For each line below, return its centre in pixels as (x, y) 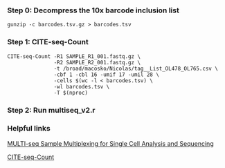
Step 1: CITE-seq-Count (48, 42)
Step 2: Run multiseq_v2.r (51, 110)
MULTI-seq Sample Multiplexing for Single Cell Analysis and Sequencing (110, 143)
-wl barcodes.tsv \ (82, 86)
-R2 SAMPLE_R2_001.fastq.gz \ (97, 62)
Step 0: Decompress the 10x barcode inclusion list (93, 10)
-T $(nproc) (71, 93)
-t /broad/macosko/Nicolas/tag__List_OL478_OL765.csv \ (136, 68)
